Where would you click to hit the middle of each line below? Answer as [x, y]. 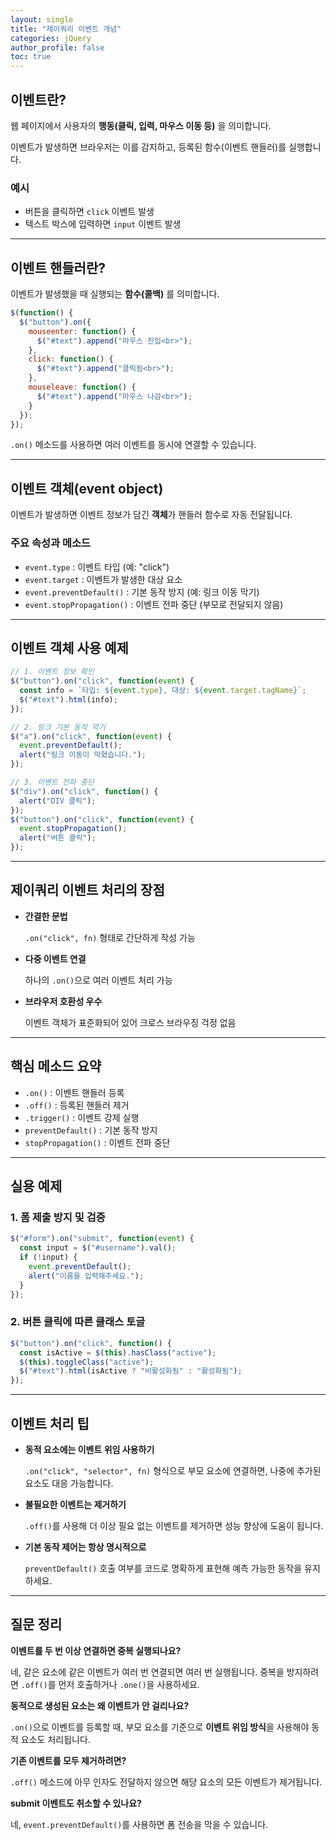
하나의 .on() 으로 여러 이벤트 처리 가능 [98, 980]
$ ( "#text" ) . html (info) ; [68, 699]
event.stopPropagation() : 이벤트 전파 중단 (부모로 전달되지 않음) [154, 604]
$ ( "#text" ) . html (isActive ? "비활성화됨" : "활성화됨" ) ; [131, 1371]
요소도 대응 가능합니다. [69, 1483]
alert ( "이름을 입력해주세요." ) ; [86, 1276]
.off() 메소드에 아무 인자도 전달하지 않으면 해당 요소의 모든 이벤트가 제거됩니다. [166, 1782]
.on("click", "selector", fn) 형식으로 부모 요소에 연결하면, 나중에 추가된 [173, 1471]
